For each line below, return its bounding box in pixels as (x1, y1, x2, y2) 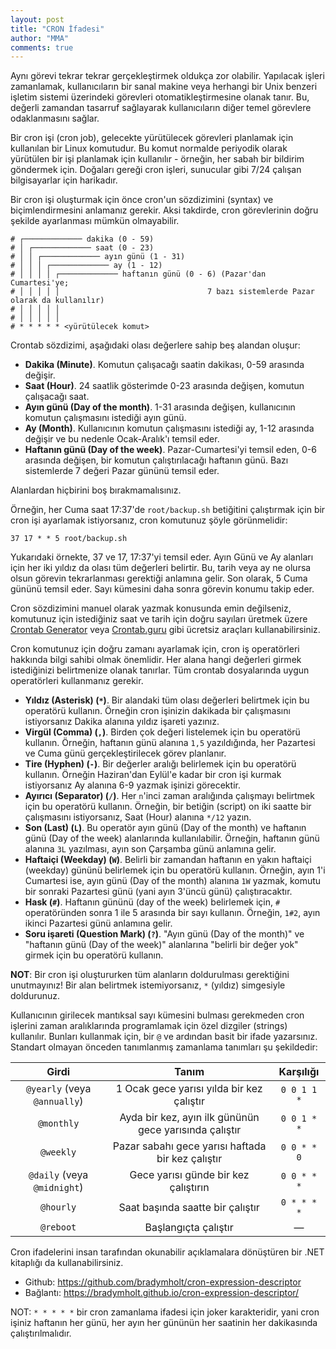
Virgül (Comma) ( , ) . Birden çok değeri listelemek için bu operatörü (24, 726, 301, 738)
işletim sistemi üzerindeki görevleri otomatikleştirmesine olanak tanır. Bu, (10, 91, 310, 103)
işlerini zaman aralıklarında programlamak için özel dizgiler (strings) (10, 1020, 288, 1032)
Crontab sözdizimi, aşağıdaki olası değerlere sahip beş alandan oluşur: (10, 339, 301, 351)
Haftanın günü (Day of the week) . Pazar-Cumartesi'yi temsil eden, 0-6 (24, 444, 317, 456)
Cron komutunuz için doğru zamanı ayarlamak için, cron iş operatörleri (10, 643, 300, 655)
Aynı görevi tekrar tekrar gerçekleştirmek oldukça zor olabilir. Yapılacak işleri (10, 70, 325, 82)
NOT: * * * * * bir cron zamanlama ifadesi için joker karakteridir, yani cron (10, 1306, 320, 1318)
